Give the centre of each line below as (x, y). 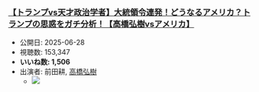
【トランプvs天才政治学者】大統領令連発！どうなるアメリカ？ (125, 12)
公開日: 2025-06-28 (52, 42)
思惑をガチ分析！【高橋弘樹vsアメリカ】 (117, 23)
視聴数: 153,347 (45, 52)
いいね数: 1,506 (45, 62)
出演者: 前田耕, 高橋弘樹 (58, 72)
